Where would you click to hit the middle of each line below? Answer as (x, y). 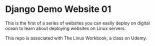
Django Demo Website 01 (58, 9)
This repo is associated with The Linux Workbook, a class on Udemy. (76, 38)
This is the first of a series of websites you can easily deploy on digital (77, 23)
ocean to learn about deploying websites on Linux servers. (65, 28)
